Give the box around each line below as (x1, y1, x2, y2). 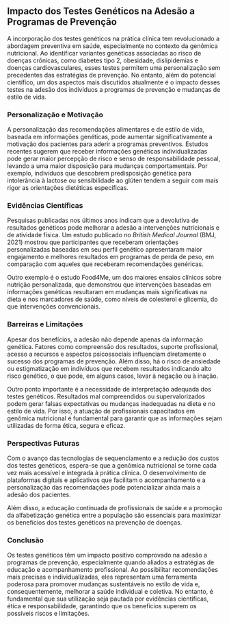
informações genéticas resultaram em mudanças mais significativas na (7, 288, 207, 296)
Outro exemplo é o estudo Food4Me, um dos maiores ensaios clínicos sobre (7, 274, 222, 282)
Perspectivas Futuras (7, 438, 80, 448)
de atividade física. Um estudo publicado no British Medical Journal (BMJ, (7, 231, 217, 239)
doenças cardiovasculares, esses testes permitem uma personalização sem (7, 63, 221, 71)
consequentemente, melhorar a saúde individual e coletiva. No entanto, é (7, 588, 213, 596)
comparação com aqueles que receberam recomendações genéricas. (7, 260, 204, 268)
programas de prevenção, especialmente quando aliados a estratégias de (7, 558, 215, 566)
